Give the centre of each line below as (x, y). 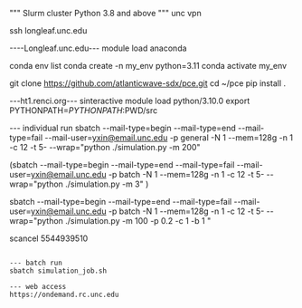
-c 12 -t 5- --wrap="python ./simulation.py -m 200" (105, 147)
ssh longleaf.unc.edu (48, 30)
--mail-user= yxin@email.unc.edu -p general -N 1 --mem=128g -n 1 (169, 138)
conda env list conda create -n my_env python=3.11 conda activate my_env (148, 66)
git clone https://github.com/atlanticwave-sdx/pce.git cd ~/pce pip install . (148, 83)
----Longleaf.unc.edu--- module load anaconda (98, 48)
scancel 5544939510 (49, 238)
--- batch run (36, 263)
